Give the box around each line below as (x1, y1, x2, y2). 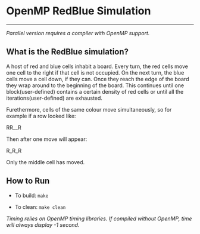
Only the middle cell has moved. (6, 158, 85, 165)
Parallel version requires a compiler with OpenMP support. (6, 29, 150, 36)
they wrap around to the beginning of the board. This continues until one (6, 82, 185, 89)
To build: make (14, 192, 49, 199)
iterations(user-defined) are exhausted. (6, 94, 103, 101)
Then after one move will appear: (6, 136, 87, 143)
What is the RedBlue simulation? (6, 47, 129, 57)
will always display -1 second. (6, 221, 80, 228)
